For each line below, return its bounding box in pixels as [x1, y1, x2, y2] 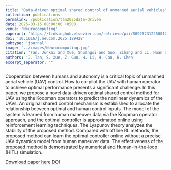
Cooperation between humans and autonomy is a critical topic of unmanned [5, 73, 164, 79]
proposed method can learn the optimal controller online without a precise [5, 133, 161, 139]
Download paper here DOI [5, 159, 60, 165]
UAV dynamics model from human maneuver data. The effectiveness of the [5, 138, 163, 145]
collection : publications [5, 12, 60, 17]
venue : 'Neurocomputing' [5, 26, 58, 32]
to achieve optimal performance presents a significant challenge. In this [5, 84, 155, 91]
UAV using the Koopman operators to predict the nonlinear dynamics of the [5, 95, 163, 101]
